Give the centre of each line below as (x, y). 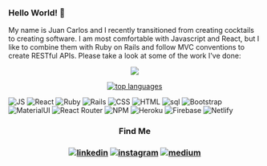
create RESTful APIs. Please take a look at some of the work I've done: (125, 56)
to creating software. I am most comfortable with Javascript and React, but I (134, 38)
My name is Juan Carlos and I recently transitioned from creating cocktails (131, 30)
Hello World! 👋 (37, 13)
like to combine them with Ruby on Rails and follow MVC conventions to (127, 47)
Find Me (135, 132)
